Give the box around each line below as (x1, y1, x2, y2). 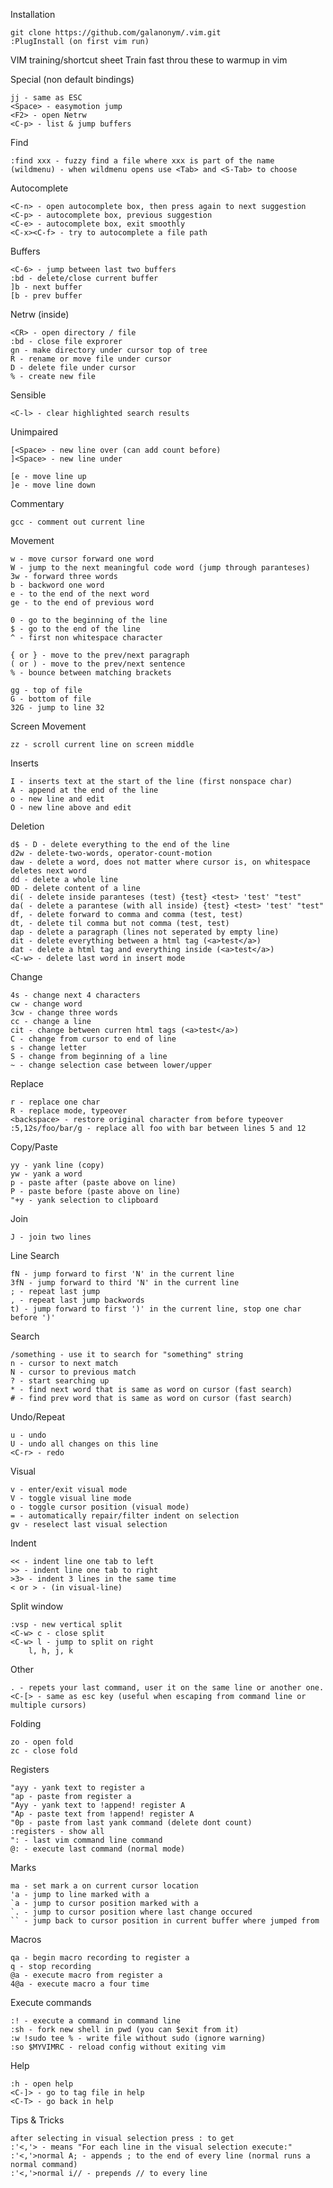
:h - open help (10, 2079, 74, 2089)
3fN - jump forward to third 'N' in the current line (10, 1278, 240, 1288)
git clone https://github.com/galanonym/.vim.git (10, 28, 222, 38)
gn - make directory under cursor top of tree (10, 345, 208, 355)
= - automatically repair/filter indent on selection (10, 1511, 240, 1521)
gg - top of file (10, 685, 83, 695)
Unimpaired (10, 426, 59, 438)
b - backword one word (10, 580, 105, 590)
